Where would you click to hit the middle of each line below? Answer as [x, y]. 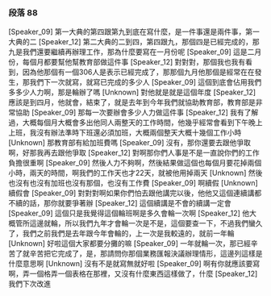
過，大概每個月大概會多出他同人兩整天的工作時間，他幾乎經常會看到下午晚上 [135, 123]
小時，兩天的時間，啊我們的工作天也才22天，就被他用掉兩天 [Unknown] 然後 [135, 173]
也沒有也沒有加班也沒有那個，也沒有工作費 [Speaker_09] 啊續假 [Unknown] [133, 183]
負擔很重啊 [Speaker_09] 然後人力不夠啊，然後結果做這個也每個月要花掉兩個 [135, 163]
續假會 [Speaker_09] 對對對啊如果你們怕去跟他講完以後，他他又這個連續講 [131, 193]
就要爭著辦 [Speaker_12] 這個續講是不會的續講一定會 [144, 203]
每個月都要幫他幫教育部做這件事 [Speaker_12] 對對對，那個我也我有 [134, 62]
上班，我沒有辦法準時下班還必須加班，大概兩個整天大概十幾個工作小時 [125, 133]
